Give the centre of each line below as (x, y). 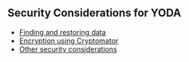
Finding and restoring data (63, 32)
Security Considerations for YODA (94, 13)
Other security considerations (68, 49)
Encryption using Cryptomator (69, 41)
